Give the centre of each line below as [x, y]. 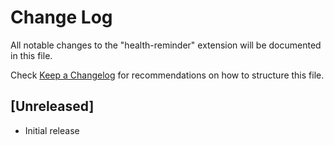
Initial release [52, 130]
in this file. [31, 55]
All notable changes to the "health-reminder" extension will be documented [166, 45]
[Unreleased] [52, 106]
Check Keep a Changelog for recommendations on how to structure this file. [167, 75]
